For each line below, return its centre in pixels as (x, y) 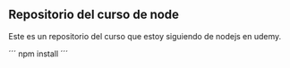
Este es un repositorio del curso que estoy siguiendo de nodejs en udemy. (145, 36)
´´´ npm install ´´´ (38, 54)
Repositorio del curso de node (94, 15)
